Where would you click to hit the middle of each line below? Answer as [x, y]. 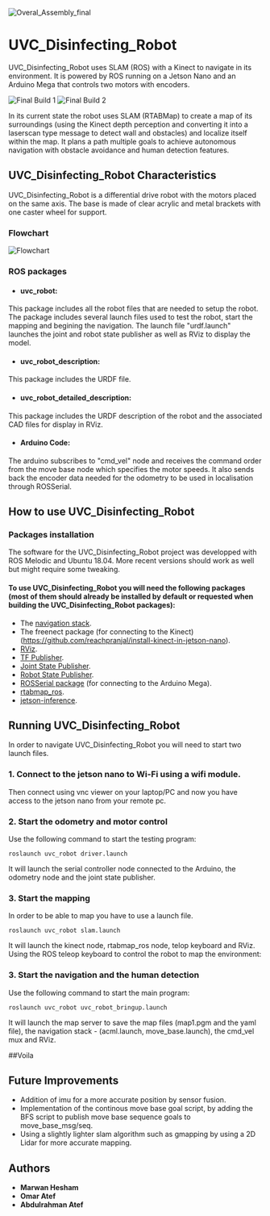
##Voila [21, 1055]
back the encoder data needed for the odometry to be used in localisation [131, 478]
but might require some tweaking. [64, 570]
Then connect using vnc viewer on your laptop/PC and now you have [123, 792]
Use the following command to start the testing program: [102, 839]
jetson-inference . [49, 700]
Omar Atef [38, 1196]
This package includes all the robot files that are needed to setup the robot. [133, 309]
